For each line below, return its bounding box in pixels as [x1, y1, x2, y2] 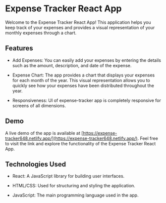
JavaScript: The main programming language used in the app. [12, 192, 139, 198]
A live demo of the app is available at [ [5, 130, 83, 136]
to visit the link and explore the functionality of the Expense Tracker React [5, 140, 156, 146]
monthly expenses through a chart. [5, 30, 77, 36]
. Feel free [137, 135, 159, 141]
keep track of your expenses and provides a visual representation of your [5, 24, 155, 30]
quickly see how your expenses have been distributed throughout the [12, 82, 155, 88]
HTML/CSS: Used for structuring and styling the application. [12, 183, 135, 189]
